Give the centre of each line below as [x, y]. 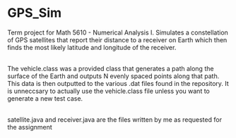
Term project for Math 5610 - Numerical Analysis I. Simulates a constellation [118, 32]
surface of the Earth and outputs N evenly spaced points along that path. [113, 76]
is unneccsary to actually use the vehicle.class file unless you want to [108, 91]
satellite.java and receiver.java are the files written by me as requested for [115, 119]
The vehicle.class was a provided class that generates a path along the [111, 68]
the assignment [30, 127]
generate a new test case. [45, 98]
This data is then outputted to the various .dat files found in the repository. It [118, 83]
